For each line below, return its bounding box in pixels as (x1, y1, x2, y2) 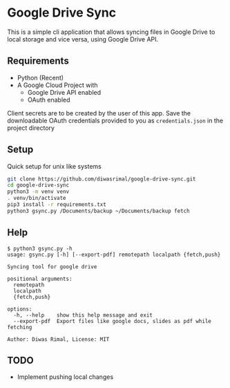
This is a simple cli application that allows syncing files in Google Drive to (7, 28, 215, 36)
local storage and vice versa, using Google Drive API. (7, 35, 159, 43)
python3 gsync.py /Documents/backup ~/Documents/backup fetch (7, 207, 190, 214)
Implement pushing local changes (17, 373, 114, 381)
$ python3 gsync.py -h (7, 245, 73, 252)
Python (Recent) (17, 73, 64, 82)
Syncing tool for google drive (7, 263, 97, 270)
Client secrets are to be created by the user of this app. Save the (7, 109, 191, 117)
